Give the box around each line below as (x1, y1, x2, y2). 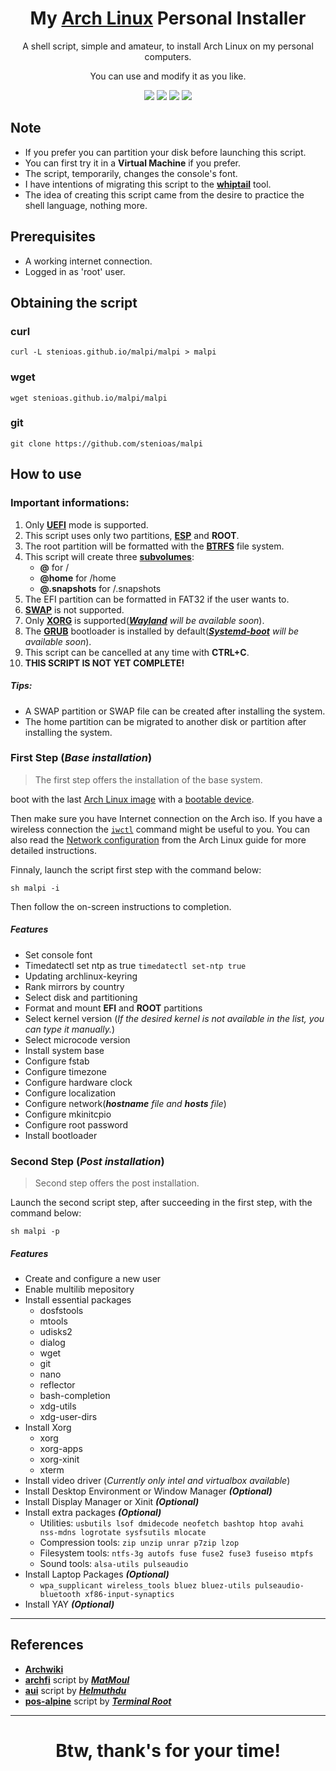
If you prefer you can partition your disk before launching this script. (24, 146, 307, 158)
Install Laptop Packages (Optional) (24, 1568, 170, 1581)
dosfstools (39, 1305, 84, 1317)
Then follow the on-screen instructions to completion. (10, 900, 232, 912)
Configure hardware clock (24, 1076, 133, 1088)
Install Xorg (24, 1422, 72, 1434)
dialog (39, 1337, 66, 1349)
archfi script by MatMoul (24, 1673, 130, 1686)
